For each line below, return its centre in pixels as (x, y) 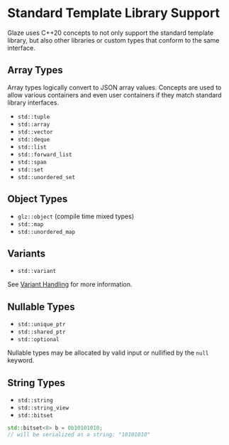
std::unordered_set (46, 177)
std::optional (38, 340)
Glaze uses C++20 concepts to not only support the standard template (111, 33)
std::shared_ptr (41, 332)
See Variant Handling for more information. (70, 284)
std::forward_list (45, 154)
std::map (30, 224)
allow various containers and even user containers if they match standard (114, 95)
